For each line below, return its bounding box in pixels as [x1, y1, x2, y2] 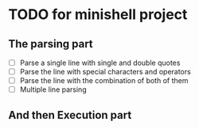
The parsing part [8, 37, 93, 51]
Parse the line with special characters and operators [19, 67, 191, 77]
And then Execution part [8, 108, 132, 122]
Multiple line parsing [19, 85, 87, 94]
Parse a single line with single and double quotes [19, 58, 181, 67]
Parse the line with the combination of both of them [19, 76, 189, 85]
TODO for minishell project [8, 6, 188, 24]
